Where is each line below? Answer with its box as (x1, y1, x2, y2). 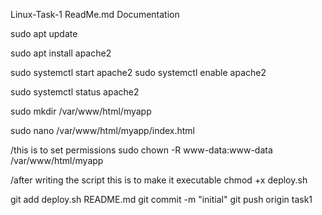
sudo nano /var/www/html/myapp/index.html (10, 125, 196, 136)
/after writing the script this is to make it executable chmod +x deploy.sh (10, 174, 308, 186)
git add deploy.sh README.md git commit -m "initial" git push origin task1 (10, 194, 313, 205)
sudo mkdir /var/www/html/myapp (10, 105, 152, 117)
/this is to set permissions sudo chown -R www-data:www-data (10, 144, 273, 156)
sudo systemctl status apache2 (10, 86, 140, 98)
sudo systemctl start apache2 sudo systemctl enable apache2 (10, 67, 267, 78)
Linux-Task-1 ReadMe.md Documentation (10, 9, 180, 20)
